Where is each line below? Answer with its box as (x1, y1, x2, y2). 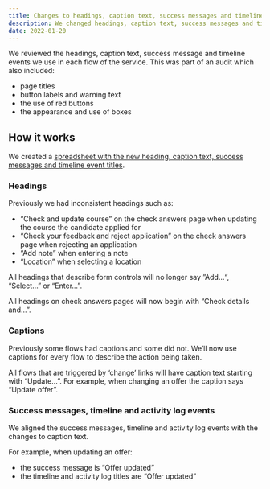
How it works (8, 130, 76, 144)
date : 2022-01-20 (8, 27, 67, 35)
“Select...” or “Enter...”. (8, 281, 83, 290)
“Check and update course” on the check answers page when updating (19, 214, 257, 224)
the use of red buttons (19, 98, 94, 109)
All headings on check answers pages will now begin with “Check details (8, 297, 250, 306)
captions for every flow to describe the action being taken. (8, 351, 202, 362)
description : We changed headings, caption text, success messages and (8, 19, 253, 27)
